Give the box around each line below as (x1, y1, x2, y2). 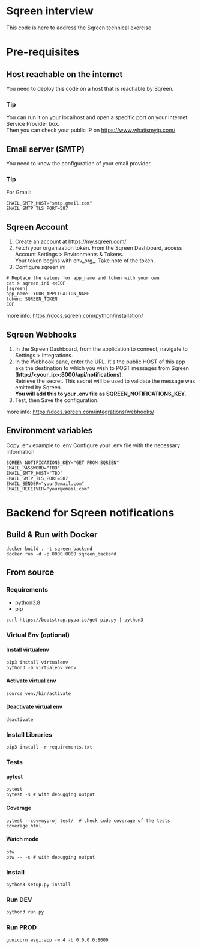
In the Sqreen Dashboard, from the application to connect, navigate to (14, 345, 188, 353)
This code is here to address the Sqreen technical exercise (6, 24, 152, 31)
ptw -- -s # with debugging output (6, 854, 95, 860)
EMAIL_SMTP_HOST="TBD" (6, 470, 63, 476)
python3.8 (14, 599, 41, 606)
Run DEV (6, 895, 32, 904)
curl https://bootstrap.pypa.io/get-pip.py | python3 (6, 617, 144, 623)
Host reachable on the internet (6, 69, 123, 79)
